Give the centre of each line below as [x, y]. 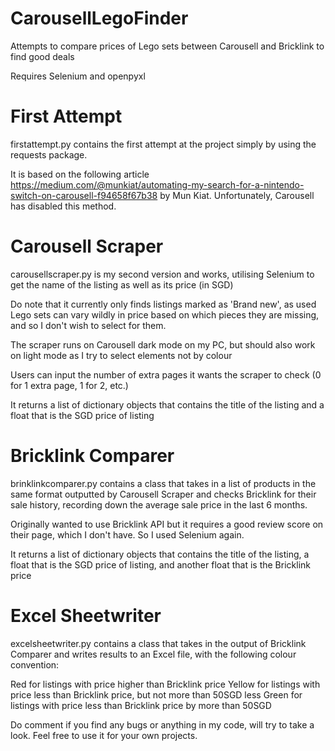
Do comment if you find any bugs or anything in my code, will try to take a [162, 724]
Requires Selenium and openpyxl [78, 76]
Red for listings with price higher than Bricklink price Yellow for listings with [165, 684]
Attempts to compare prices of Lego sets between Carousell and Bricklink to [167, 46]
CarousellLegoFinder [99, 18]
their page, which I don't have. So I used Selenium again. [127, 534]
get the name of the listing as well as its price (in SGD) [122, 284]
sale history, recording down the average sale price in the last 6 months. [159, 504]
